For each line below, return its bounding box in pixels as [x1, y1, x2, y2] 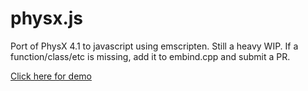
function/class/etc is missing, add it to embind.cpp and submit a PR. [10, 50, 291, 62]
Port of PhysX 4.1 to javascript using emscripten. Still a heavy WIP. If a [10, 40, 299, 52]
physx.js [10, 7, 84, 30]
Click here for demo [10, 70, 92, 82]
